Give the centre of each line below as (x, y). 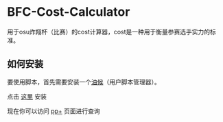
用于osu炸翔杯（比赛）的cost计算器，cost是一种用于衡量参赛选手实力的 (109, 32)
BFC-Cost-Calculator (69, 12)
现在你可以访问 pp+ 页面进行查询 (54, 111)
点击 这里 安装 (27, 96)
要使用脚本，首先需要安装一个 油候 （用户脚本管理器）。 (84, 82)
